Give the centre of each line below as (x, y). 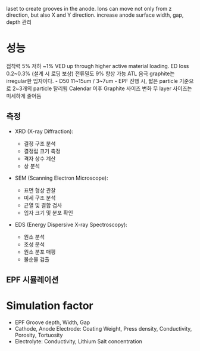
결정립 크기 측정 (42, 151)
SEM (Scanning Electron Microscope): (61, 178)
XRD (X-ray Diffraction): (44, 131)
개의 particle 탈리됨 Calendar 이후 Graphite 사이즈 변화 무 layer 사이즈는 (107, 88)
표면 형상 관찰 (40, 190)
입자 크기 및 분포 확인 (48, 213)
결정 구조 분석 (40, 143)
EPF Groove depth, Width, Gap (52, 322)
